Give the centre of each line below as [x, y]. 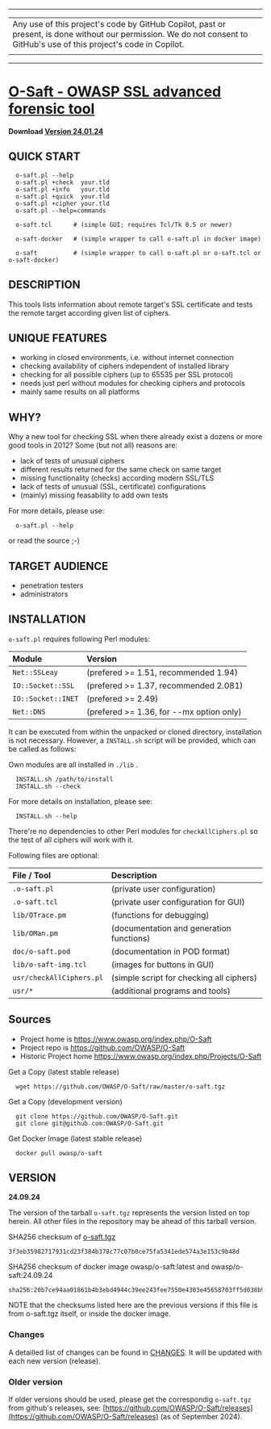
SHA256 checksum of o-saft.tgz [62, 1237]
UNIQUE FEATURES [58, 338]
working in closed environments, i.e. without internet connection [127, 358]
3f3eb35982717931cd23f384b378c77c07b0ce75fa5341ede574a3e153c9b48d [124, 1252]
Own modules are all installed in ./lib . [73, 765]
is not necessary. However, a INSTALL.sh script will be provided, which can [132, 740]
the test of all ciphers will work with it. [71, 840]
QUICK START [44, 157]
